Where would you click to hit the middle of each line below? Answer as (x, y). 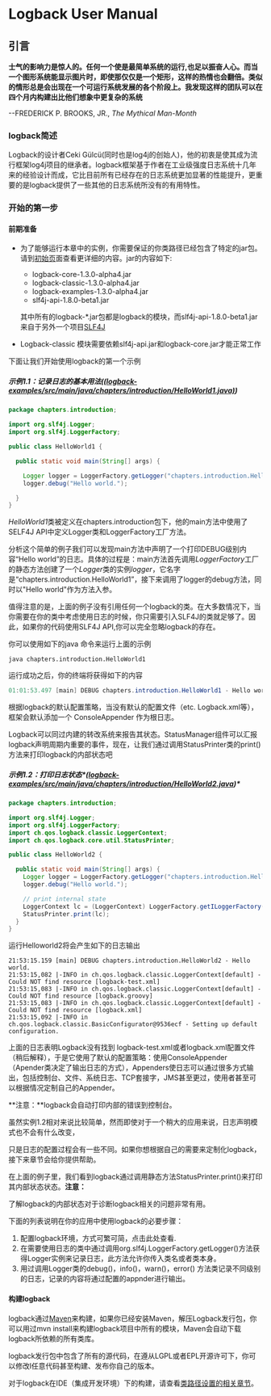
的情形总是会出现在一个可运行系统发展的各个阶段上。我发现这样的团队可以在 (135, 87)
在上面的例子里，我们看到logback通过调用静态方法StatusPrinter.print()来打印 (135, 1177)
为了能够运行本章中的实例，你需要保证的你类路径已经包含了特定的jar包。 (141, 248)
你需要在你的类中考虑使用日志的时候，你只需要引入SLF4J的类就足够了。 (129, 617)
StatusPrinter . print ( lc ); (67, 914)
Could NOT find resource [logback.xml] (75, 1011)
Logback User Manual (83, 14)
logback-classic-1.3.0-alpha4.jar (85, 283)
